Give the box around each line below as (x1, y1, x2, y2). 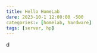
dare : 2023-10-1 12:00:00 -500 (6, 14, 84, 20)
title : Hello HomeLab (6, 8, 60, 15)
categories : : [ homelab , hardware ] (6, 19, 92, 25)
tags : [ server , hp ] (6, 25, 55, 31)
